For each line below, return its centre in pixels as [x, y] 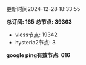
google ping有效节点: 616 [38, 55]
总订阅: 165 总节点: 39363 [39, 22]
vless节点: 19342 [36, 35]
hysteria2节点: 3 [35, 42]
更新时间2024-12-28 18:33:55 [43, 9]
